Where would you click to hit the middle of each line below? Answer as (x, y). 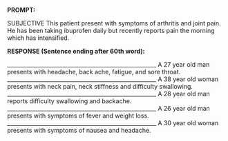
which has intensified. (38, 38)
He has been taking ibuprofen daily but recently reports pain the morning (111, 31)
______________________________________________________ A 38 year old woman (113, 79)
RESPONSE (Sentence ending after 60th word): (76, 51)
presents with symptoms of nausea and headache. (79, 130)
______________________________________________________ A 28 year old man (109, 94)
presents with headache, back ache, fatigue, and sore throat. (94, 72)
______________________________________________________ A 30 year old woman (113, 123)
